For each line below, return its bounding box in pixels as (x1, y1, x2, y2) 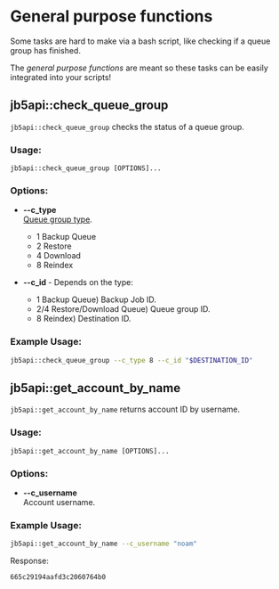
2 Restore (36, 241, 72, 251)
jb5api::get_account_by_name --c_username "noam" (10, 539, 198, 549)
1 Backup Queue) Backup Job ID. (36, 294, 156, 305)
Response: (10, 555, 50, 567)
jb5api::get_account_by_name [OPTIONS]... (10, 446, 170, 455)
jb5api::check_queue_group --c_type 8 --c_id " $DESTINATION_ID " (10, 356, 253, 364)
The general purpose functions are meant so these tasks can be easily (10, 62, 269, 73)
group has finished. (10, 45, 81, 55)
